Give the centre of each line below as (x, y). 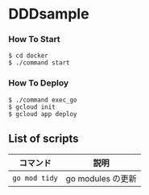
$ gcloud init (32, 107)
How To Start (34, 39)
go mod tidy (35, 178)
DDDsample (49, 14)
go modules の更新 (101, 178)
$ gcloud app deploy (43, 114)
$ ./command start (39, 63)
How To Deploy (39, 83)
